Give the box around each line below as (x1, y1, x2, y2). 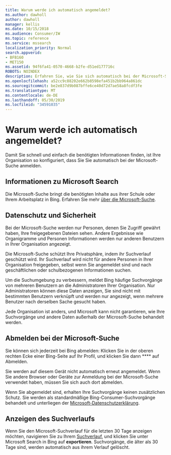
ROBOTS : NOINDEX (5, 69, 40, 74)
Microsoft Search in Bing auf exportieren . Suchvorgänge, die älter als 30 (5, 439, 158, 445)
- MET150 (5, 60, 24, 65)
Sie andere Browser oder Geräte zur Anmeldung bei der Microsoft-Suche (5, 373, 159, 380)
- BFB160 (5, 55, 24, 60)
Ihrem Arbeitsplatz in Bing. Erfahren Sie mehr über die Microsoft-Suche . (5, 196, 156, 202)
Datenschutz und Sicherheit (5, 211, 96, 220)
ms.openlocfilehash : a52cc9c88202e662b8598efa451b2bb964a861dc (5, 78, 142, 84)
